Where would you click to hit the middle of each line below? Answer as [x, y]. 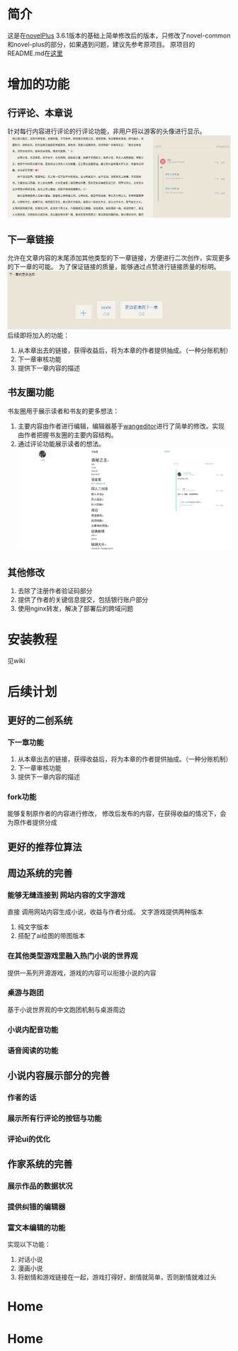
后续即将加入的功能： [38, 335]
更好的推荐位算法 [45, 847]
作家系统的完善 [40, 1164]
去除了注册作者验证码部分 [55, 591]
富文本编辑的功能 [36, 1228]
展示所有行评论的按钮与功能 [55, 1118]
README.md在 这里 [35, 53]
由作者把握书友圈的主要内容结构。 [67, 435]
